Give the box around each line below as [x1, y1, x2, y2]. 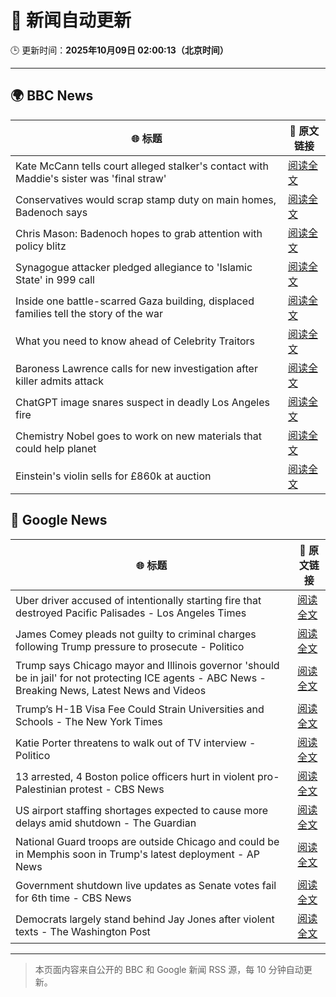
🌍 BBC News [10, 87, 94, 105]
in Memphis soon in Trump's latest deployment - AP [15, 847, 260, 861]
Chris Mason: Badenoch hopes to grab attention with [15, 226, 263, 240]
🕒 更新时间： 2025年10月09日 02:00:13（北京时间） [10, 44, 229, 56]
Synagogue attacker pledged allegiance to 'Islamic [15, 260, 253, 274]
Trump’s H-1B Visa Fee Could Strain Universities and [15, 702, 265, 716]
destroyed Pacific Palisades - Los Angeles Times [15, 606, 247, 620]
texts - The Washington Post [15, 924, 151, 938]
